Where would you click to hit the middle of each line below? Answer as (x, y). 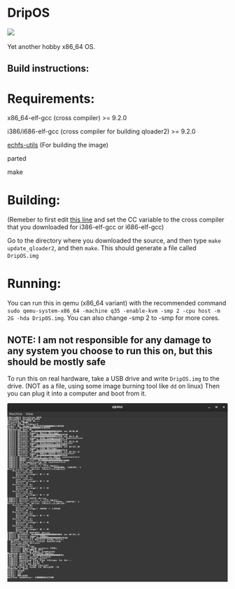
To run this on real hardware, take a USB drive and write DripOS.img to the (114, 378)
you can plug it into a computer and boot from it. (77, 393)
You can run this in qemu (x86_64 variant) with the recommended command (117, 303)
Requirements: (51, 99)
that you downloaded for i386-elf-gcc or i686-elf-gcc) (86, 227)
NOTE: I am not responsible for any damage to (109, 340)
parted (17, 159)
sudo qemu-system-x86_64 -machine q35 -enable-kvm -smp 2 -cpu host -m (114, 311)
